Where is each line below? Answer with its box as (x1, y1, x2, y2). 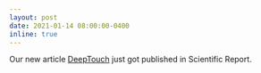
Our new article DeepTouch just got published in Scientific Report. (9, 54, 252, 65)
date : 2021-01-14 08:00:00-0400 (9, 21, 130, 30)
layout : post (9, 12, 58, 22)
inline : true (9, 29, 58, 38)
